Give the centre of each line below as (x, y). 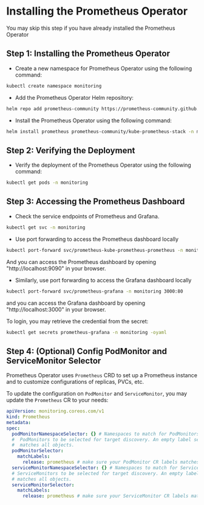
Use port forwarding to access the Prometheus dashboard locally (97, 239)
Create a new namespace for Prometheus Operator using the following (104, 68)
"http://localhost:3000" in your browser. (56, 309)
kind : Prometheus (28, 417)
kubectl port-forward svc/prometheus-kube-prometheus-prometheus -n (95, 250)
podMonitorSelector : (38, 451)
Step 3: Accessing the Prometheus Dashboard (96, 202)
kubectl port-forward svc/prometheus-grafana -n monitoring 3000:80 (95, 291)
